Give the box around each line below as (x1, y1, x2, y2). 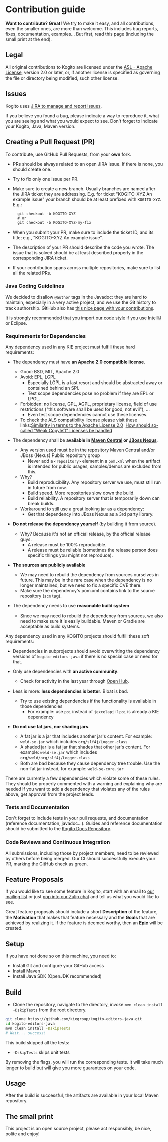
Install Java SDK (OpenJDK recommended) (12, 973, 102, 979)
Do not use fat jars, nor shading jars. (12, 723, 90, 729)
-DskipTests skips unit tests (12, 1049, 70, 1055)
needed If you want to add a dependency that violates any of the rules (5, 786, 150, 792)
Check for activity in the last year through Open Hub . (20, 678, 129, 684)
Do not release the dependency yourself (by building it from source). (12, 521, 157, 527)
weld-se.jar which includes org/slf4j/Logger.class (20, 738, 128, 744)
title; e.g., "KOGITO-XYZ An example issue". (12, 235, 103, 241)
